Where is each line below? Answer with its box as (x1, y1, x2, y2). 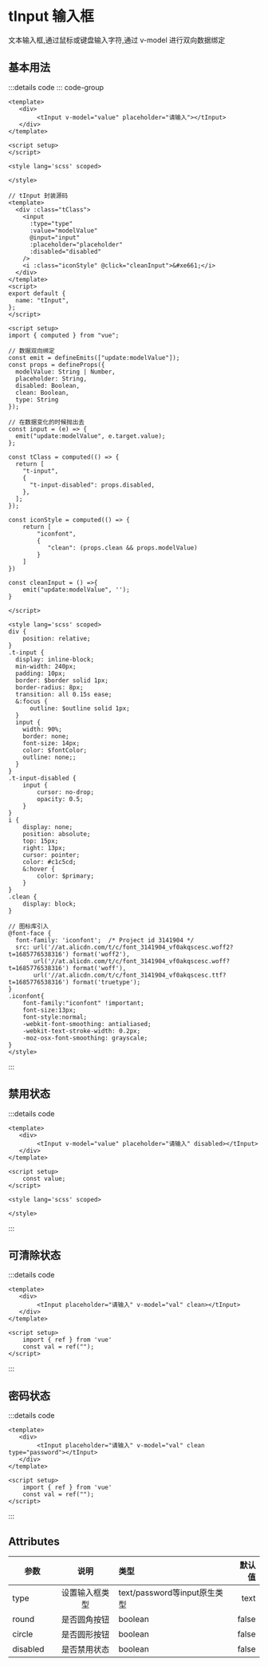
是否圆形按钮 (61, 1629, 110, 1640)
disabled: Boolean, (15, 381, 81, 389)
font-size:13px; (22, 1006, 77, 1014)
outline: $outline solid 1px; (29, 704, 130, 713)
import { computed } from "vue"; (8, 331, 120, 339)
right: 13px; (22, 843, 66, 852)
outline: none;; (22, 753, 77, 761)
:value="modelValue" (29, 227, 98, 235)
